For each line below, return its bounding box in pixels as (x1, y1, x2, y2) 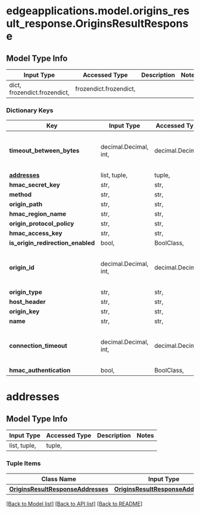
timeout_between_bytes (9, 147, 80, 155)
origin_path (9, 200, 43, 209)
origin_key (9, 307, 40, 316)
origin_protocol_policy (9, 219, 74, 228)
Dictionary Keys (6, 106, 54, 114)
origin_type (9, 288, 43, 296)
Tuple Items (6, 459, 41, 468)
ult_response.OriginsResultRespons (6, 17, 189, 30)
